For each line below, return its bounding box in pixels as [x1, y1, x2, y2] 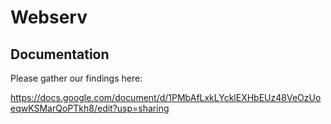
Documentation [10, 46, 110, 63]
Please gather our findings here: [10, 72, 143, 84]
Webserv [10, 6, 88, 29]
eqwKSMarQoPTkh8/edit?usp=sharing [10, 102, 170, 114]
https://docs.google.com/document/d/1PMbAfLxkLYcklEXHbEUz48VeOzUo [10, 92, 322, 103]
